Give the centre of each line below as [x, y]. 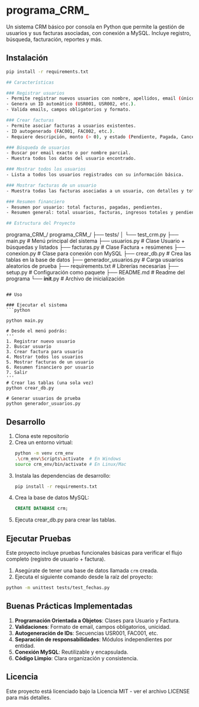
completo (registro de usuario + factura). [56, 559]
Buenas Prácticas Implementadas [70, 606]
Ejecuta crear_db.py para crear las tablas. [65, 520]
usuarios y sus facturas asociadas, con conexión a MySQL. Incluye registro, [99, 33]
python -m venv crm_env [44, 453]
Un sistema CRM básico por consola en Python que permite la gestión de [95, 27]
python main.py [25, 321]
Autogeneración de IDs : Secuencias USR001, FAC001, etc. [86, 633]
